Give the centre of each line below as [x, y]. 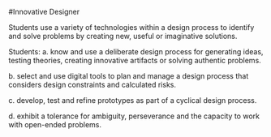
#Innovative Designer [44, 12]
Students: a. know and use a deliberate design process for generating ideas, [136, 51]
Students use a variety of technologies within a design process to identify [131, 27]
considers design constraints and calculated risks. [92, 85]
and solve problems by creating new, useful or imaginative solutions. [123, 36]
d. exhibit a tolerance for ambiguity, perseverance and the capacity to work [134, 116]
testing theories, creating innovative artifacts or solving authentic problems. [135, 60]
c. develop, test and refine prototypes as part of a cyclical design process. [133, 100]
